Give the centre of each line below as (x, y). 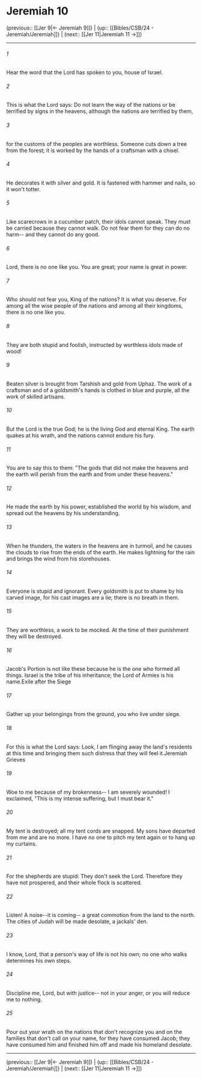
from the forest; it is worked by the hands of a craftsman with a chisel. (93, 150)
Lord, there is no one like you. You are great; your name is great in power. (97, 267)
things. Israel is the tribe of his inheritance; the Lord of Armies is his (90, 675)
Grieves (16, 759)
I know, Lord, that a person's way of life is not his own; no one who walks (97, 954)
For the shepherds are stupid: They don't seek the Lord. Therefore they (94, 877)
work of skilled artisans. (36, 396)
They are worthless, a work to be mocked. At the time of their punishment (97, 630)
